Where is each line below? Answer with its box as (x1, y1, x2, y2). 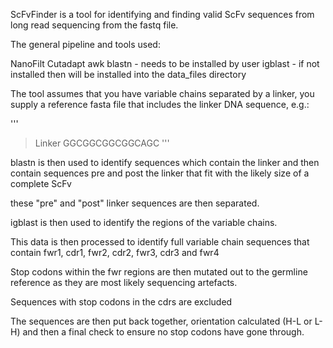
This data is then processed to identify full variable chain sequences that (10, 236, 310, 248)
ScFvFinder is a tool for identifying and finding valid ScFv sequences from (10, 9, 315, 20)
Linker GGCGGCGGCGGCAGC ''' (34, 137, 170, 149)
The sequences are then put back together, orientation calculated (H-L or (10, 315, 313, 327)
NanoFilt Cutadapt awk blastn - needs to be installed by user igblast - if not (10, 58, 320, 69)
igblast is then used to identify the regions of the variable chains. (10, 217, 278, 228)
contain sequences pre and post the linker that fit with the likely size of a (10, 167, 310, 179)
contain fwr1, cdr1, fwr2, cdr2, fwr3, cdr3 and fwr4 (10, 247, 220, 258)
